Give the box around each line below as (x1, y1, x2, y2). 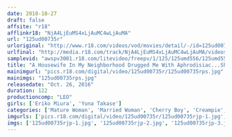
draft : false (7, 17, 45, 24)
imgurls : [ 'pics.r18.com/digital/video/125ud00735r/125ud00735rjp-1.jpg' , (7, 113, 227, 120)
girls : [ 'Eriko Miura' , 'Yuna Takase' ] (7, 100, 122, 107)
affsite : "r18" (7, 23, 51, 30)
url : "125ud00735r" (7, 36, 64, 43)
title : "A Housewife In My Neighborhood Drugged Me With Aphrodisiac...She (7, 62, 230, 68)
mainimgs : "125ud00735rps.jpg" (7, 74, 97, 82)
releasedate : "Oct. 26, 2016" (7, 81, 95, 88)
